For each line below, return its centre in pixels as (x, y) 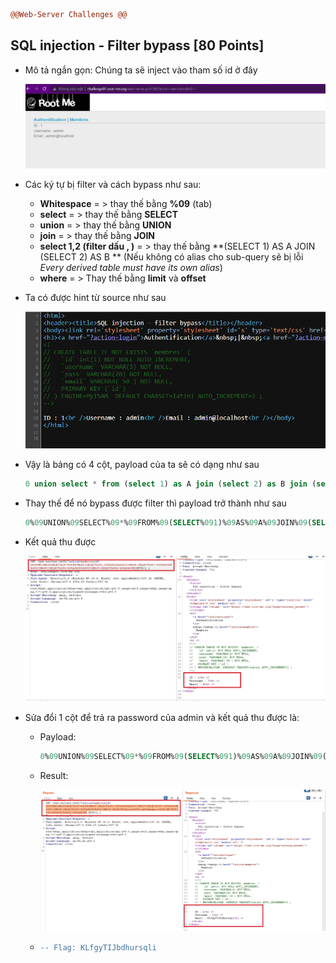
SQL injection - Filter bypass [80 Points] (137, 45)
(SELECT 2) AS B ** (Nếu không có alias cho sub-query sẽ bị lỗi (171, 256)
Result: (54, 775)
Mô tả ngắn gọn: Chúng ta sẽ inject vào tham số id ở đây (141, 70)
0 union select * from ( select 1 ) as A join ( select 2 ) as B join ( (170, 484)
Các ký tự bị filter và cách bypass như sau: (113, 184)
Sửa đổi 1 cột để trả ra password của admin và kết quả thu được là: (162, 717)
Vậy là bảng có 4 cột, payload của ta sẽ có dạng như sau (142, 465)
